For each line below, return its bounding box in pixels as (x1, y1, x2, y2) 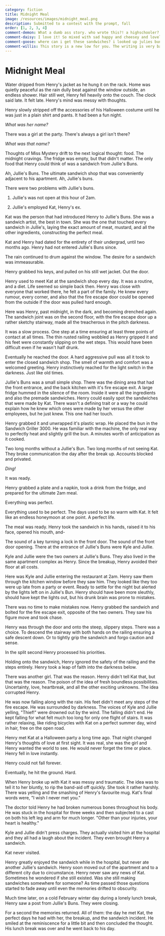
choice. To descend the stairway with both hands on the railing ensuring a (5, 629, 155, 635)
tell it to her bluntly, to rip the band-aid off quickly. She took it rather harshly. (5, 784, 160, 790)
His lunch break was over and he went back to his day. (5, 925, 116, 931)
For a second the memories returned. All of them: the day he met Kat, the (5, 909, 153, 915)
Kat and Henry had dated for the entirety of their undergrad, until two (5, 239, 145, 245)
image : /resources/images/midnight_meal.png (5, 16, 98, 21)
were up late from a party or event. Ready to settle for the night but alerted (5, 584, 156, 590)
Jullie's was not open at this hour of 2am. (12, 194, 96, 200)
